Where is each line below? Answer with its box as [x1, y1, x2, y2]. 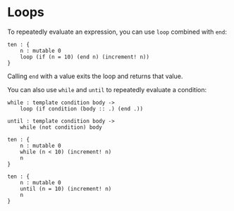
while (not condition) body [20, 124, 102, 131]
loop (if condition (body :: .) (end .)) [20, 105, 143, 113]
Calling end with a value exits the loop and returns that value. [7, 72, 183, 80]
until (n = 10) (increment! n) [20, 185, 112, 192]
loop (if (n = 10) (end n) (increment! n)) [20, 53, 150, 60]
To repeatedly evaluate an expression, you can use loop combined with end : [7, 27, 227, 36]
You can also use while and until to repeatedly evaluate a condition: [7, 85, 207, 94]
